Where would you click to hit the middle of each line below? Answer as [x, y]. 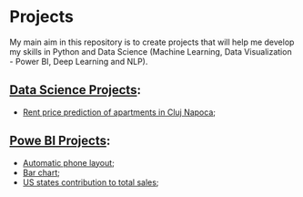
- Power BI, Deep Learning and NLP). [79, 61]
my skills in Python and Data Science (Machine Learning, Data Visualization [151, 51]
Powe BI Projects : [60, 141]
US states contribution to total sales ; [91, 182]
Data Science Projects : [75, 90]
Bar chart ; [41, 172]
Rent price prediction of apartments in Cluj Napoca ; [119, 112]
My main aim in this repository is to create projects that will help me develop [152, 42]
